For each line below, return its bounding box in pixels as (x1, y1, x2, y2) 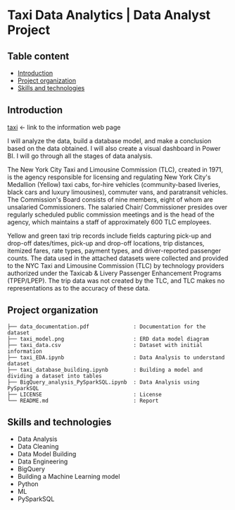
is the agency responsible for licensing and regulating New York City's (7, 173, 211, 181)
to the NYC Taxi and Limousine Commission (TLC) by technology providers (7, 261, 224, 269)
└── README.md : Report (7, 397, 159, 404)
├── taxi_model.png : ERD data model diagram (7, 335, 210, 342)
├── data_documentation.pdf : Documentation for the (7, 323, 206, 330)
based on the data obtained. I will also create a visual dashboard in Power (7, 144, 221, 152)
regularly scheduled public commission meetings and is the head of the (7, 210, 215, 219)
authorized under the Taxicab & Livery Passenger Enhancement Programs (7, 269, 222, 277)
